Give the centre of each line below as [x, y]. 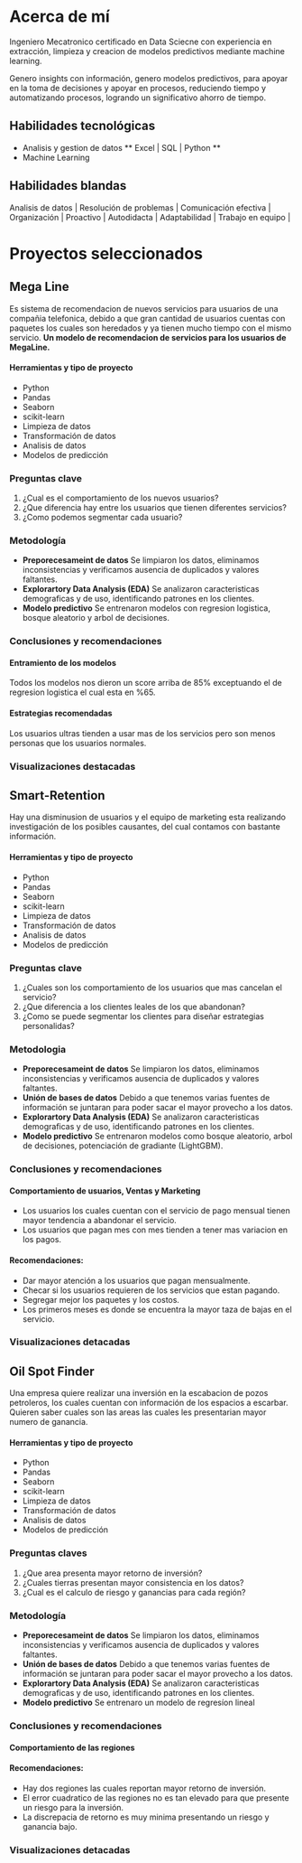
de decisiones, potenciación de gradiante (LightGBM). [123, 1146]
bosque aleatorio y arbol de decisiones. [96, 618]
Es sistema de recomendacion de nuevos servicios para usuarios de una [144, 308]
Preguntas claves [48, 1553]
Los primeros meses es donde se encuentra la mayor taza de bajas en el [157, 1309]
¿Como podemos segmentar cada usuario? [102, 518]
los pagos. [41, 1240]
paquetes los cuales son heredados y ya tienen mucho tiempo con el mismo [151, 328]
